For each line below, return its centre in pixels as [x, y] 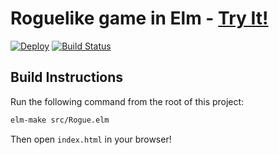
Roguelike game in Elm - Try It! [139, 18]
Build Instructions [67, 77]
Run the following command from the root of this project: [127, 101]
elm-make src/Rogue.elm [60, 120]
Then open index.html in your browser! [91, 139]
